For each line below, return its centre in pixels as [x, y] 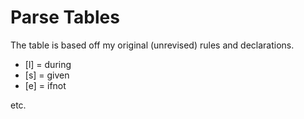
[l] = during [48, 64]
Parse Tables [65, 17]
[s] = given [47, 75]
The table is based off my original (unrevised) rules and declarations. [152, 45]
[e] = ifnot [45, 85]
